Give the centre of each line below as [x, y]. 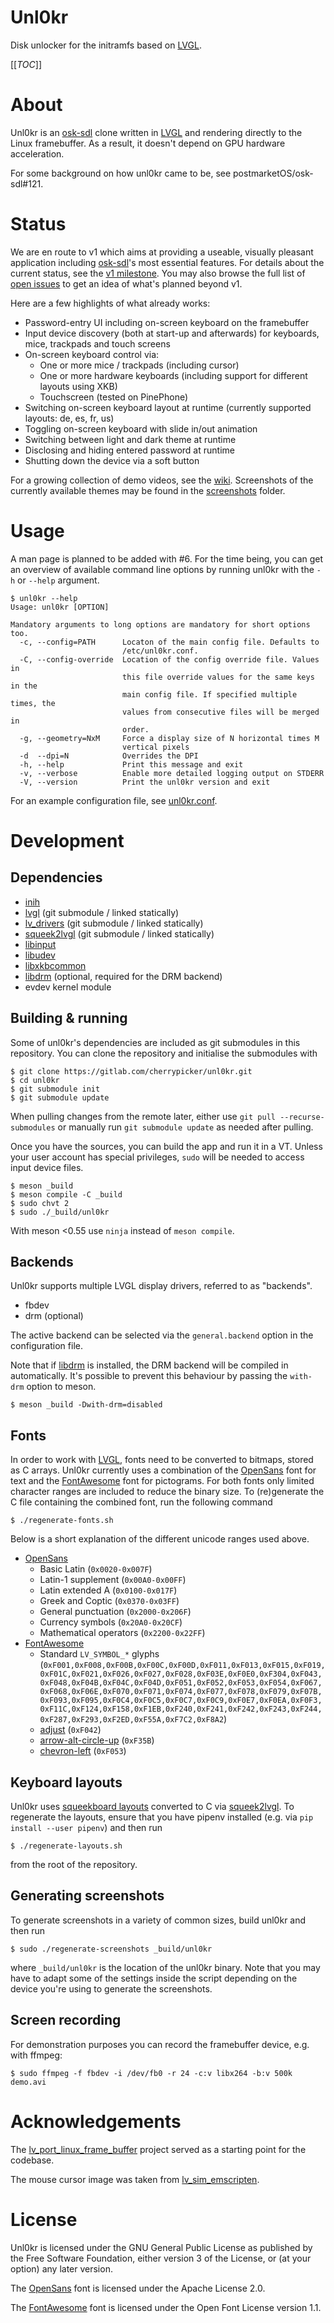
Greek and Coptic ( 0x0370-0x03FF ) [109, 1601]
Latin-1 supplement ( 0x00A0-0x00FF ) [113, 1580]
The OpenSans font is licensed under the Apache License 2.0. [138, 2288]
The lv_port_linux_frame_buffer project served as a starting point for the [158, 2149]
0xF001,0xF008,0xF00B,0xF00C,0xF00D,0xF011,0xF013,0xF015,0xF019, [184, 1666]
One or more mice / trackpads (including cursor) [139, 365]
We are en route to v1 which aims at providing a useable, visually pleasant [162, 252]
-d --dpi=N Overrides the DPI [109, 756]
